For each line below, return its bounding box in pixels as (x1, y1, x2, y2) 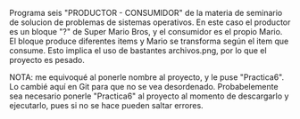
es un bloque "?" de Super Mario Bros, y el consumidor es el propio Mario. (9, 27, 283, 36)
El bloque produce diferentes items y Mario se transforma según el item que (9, 36, 289, 46)
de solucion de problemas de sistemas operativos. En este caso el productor (9, 17, 291, 28)
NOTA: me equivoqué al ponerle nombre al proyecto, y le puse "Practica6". (9, 72, 284, 83)
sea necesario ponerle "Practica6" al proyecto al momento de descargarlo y (9, 91, 289, 101)
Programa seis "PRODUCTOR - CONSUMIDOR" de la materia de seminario (9, 8, 283, 18)
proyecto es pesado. (9, 55, 85, 65)
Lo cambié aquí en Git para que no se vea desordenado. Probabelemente (9, 82, 279, 91)
